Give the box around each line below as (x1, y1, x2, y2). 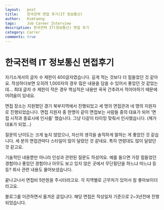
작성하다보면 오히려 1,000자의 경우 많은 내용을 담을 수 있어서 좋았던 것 (11, 80, 145, 86)
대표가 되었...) (5, 121, 32, 127)
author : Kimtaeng (5, 16, 45, 21)
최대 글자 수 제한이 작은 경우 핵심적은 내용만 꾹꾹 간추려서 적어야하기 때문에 (14, 86, 158, 92)
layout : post (5, 7, 36, 12)
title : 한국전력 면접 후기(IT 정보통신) (5, 12, 83, 17)
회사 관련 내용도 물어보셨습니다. (12, 166, 73, 172)
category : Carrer (5, 30, 41, 35)
